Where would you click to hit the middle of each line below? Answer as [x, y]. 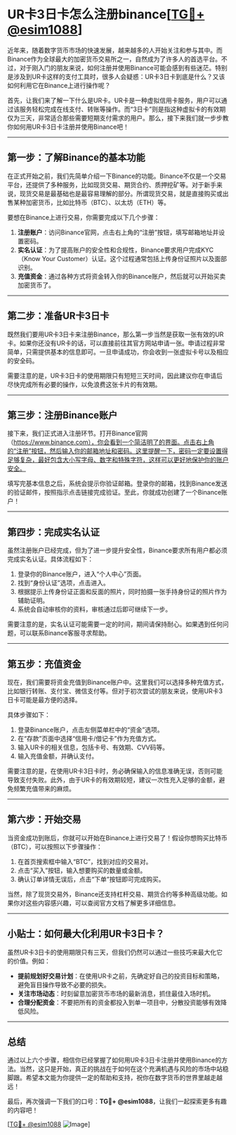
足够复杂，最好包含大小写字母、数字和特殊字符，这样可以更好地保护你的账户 [118, 460]
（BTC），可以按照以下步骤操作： [55, 847]
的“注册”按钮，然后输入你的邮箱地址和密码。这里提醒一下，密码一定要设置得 [118, 451]
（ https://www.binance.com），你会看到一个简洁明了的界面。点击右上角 [111, 442]
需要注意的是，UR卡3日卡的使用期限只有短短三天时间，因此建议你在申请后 [115, 375]
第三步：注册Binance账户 [63, 415]
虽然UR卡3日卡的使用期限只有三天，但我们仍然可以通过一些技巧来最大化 [112, 952]
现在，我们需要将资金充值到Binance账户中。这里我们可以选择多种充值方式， [118, 682]
